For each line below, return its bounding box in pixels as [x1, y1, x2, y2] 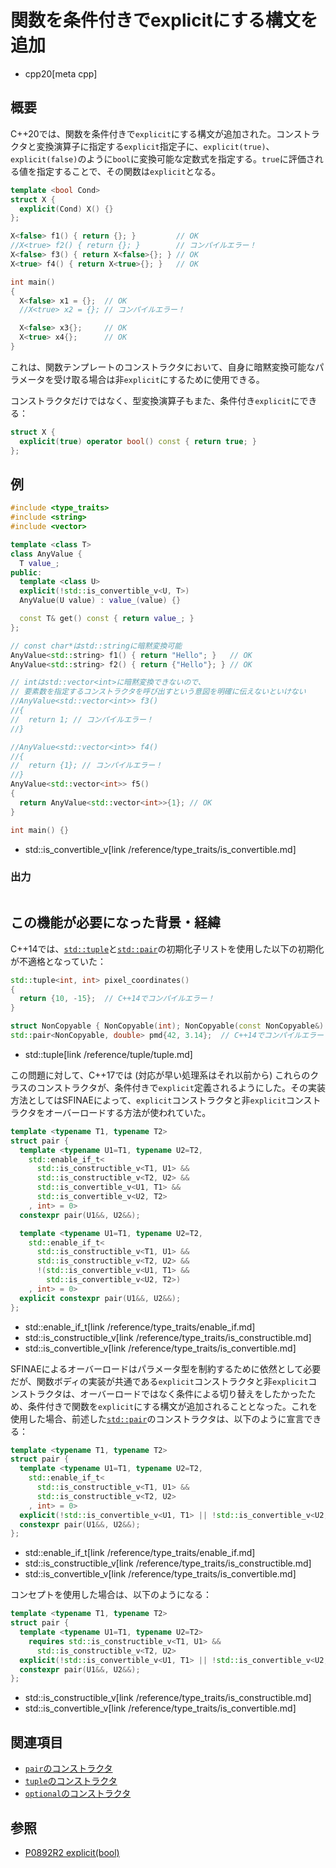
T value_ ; [19, 558, 60, 568]
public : [10, 567, 43, 578]
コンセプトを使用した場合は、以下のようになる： [10, 1589, 212, 1601]
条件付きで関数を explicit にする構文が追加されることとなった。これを [27, 1400, 318, 1412]
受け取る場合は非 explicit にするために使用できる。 [53, 373, 265, 385]
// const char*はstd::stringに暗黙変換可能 [10, 641, 183, 651]
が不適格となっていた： [10, 955, 107, 967]
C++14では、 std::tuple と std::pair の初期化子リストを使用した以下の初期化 [10, 942, 325, 955]
